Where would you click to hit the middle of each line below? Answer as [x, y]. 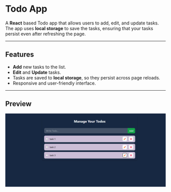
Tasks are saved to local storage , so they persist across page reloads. [86, 77]
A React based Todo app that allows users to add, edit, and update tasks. [82, 23]
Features [20, 55]
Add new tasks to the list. [39, 67]
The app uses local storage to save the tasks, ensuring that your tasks [79, 28]
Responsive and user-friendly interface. [54, 83]
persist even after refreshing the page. [46, 34]
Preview [19, 104]
